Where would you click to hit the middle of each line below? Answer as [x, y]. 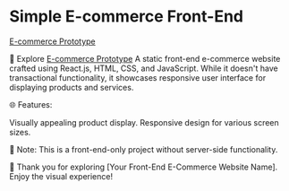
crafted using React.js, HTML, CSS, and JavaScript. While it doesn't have [144, 68]
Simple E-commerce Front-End [127, 17]
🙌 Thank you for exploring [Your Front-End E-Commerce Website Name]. [144, 167]
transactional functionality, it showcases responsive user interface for [138, 77]
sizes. [20, 132]
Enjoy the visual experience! [61, 176]
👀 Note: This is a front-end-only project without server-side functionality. [144, 149]
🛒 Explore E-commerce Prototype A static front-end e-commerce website [145, 58]
